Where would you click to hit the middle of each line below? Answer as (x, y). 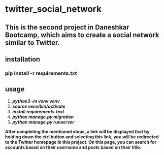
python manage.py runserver (43, 122)
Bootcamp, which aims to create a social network (82, 35)
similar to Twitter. (33, 43)
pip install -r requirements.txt (41, 73)
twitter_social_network (53, 9)
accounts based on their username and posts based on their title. (73, 147)
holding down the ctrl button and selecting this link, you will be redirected (82, 137)
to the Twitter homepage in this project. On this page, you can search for (81, 142)
